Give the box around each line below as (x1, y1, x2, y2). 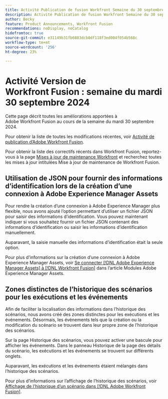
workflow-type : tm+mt (5, 40, 50, 45)
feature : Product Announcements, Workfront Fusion (5, 21, 113, 27)
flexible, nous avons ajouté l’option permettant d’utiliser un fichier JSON (5, 208, 153, 214)
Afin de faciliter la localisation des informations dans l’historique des (5, 306, 146, 312)
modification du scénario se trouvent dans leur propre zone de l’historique (5, 322, 158, 328)
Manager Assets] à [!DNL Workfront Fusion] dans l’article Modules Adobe (5, 265, 156, 271)
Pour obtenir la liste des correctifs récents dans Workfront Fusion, (5, 149, 141, 155)
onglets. (5, 353, 22, 359)
